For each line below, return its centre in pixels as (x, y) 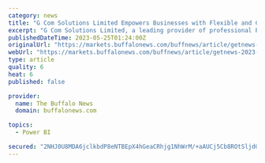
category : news (33, 15)
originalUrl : (30, 45)
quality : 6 (26, 67)
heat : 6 (21, 74)
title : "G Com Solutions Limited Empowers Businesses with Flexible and (130, 23)
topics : (21, 125)
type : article (32, 60)
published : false (37, 81)
